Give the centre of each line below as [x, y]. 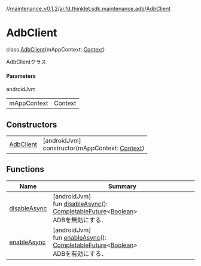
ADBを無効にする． [80, 220]
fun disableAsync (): [80, 204]
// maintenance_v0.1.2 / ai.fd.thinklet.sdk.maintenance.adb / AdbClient [89, 9]
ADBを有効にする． [80, 253]
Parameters [21, 76]
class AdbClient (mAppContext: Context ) [56, 49]
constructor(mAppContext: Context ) [94, 148]
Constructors [32, 124]
